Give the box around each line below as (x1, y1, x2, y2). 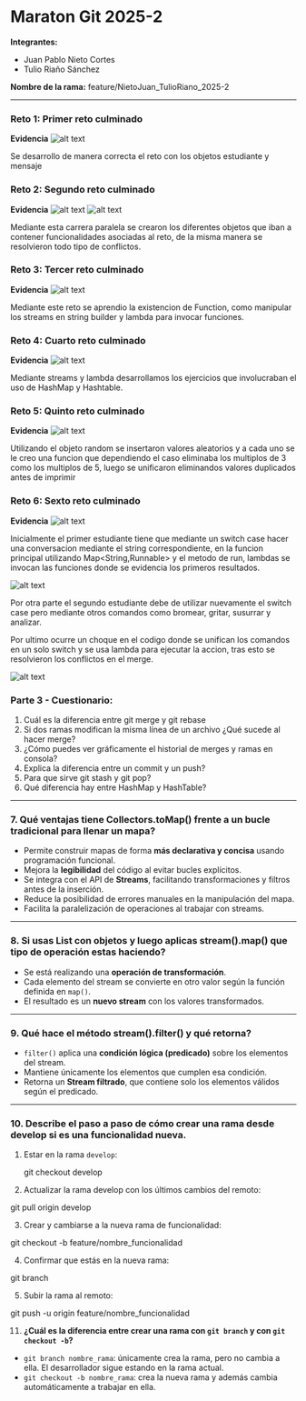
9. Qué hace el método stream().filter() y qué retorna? (10, 1026, 252, 1039)
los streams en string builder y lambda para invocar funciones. (10, 311, 244, 322)
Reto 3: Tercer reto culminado (10, 264, 144, 276)
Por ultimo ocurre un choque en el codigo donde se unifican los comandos (10, 634, 290, 645)
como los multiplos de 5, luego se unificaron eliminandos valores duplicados (10, 462, 296, 474)
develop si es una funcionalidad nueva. (10, 1128, 187, 1141)
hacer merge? (23, 734, 76, 745)
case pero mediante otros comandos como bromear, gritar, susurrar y (10, 606, 271, 617)
